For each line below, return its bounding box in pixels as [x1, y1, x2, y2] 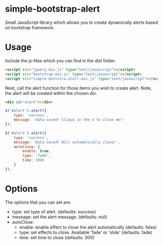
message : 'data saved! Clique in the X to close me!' [14, 118, 125, 122]
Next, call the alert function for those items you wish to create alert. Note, [5, 85, 152, 91]
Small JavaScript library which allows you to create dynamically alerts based [5, 19, 158, 25]
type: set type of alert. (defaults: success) [12, 209, 96, 214]
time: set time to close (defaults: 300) [19, 234, 95, 240]
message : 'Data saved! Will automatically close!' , [14, 140, 120, 144]
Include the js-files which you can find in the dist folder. [5, 57, 116, 64]
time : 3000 [22, 158, 45, 163]
